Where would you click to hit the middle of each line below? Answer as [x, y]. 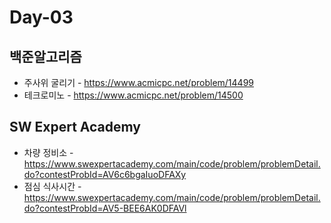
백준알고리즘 [45, 56]
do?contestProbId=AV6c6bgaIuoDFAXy [105, 174]
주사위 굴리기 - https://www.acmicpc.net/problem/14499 [138, 82]
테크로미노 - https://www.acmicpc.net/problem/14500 [133, 95]
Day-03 [41, 17]
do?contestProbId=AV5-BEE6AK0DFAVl [105, 208]
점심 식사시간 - [52, 186]
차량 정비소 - [48, 152]
